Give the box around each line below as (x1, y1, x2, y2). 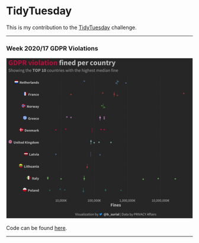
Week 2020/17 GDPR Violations (6, 44, 99, 52)
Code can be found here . (6, 224, 68, 231)
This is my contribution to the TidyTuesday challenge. (6, 24, 137, 31)
